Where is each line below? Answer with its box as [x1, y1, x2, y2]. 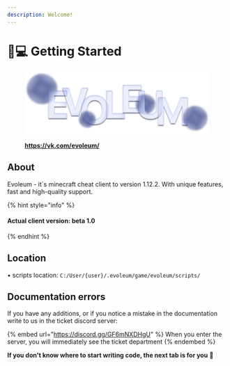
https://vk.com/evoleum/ [24, 141, 100, 150]
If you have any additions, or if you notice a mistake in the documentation [7, 310, 218, 318]
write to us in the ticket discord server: [7, 317, 118, 325]
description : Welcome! [7, 11, 73, 18]
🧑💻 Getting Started [7, 43, 122, 59]
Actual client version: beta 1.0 [7, 216, 95, 225]
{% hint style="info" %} [7, 200, 75, 209]
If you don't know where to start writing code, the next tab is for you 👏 [7, 351, 214, 360]
